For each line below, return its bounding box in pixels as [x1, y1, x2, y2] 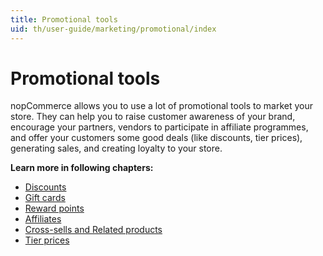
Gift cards [24, 192, 66, 204]
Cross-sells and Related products [24, 224, 163, 236]
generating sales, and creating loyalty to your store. [10, 142, 223, 155]
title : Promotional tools [10, 14, 118, 25]
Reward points [24, 202, 85, 215]
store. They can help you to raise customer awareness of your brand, [10, 111, 296, 123]
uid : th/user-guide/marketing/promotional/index [10, 24, 217, 34]
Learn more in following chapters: [10, 162, 154, 174]
